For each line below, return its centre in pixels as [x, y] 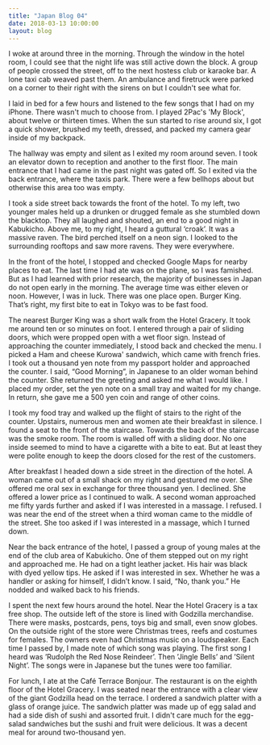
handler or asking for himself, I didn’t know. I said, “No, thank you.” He [124, 581]
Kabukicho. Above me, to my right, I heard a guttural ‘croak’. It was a [122, 229]
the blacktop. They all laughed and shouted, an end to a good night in [124, 221]
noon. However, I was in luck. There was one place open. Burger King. [125, 296]
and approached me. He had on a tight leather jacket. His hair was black [128, 564]
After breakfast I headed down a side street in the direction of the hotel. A [131, 472]
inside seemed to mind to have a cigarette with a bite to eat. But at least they [135, 447]
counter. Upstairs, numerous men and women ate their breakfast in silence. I [135, 422]
